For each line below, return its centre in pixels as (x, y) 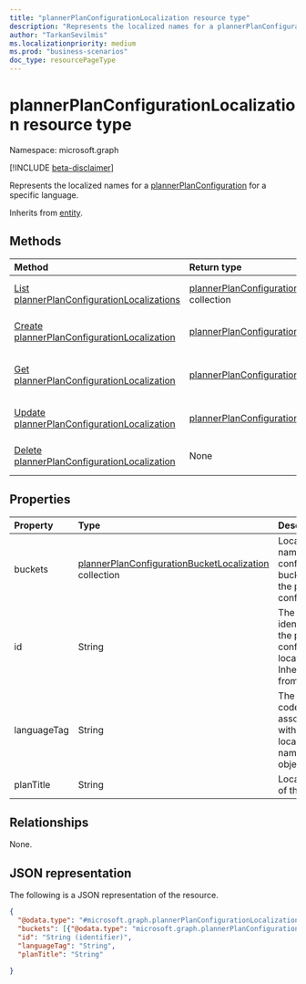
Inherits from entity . (46, 212)
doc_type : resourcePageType (63, 60)
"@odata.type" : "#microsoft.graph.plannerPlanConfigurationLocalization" (160, 921)
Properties (40, 499)
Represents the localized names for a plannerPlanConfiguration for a (138, 185)
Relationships (49, 822)
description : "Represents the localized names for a (112, 26)
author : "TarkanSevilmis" (58, 35)
